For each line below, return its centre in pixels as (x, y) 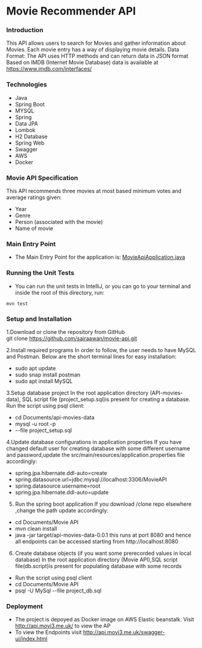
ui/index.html (31, 639)
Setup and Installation (39, 319)
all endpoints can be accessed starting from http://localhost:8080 (97, 541)
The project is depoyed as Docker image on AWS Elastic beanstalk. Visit (104, 620)
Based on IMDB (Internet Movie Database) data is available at (82, 62)
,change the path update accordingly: (62, 510)
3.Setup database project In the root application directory (77, 393)
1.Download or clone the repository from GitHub (66, 332)
